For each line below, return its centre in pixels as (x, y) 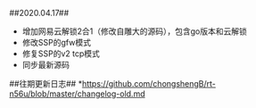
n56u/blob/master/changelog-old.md (77, 94)
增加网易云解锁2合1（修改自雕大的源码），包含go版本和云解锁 (135, 31)
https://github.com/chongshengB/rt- (149, 83)
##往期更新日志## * (46, 83)
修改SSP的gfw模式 (57, 42)
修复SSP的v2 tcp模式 (61, 54)
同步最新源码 (45, 65)
